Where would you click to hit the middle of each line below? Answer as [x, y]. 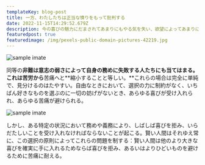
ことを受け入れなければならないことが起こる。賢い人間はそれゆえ [110, 133]
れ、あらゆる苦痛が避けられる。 [47, 100]
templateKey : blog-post [37, 12]
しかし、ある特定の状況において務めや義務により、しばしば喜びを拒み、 [97, 125]
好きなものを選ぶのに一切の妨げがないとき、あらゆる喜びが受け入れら [105, 93]
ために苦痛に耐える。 [38, 156]
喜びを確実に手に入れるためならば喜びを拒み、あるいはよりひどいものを [97, 148]
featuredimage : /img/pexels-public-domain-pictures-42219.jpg [87, 40]
